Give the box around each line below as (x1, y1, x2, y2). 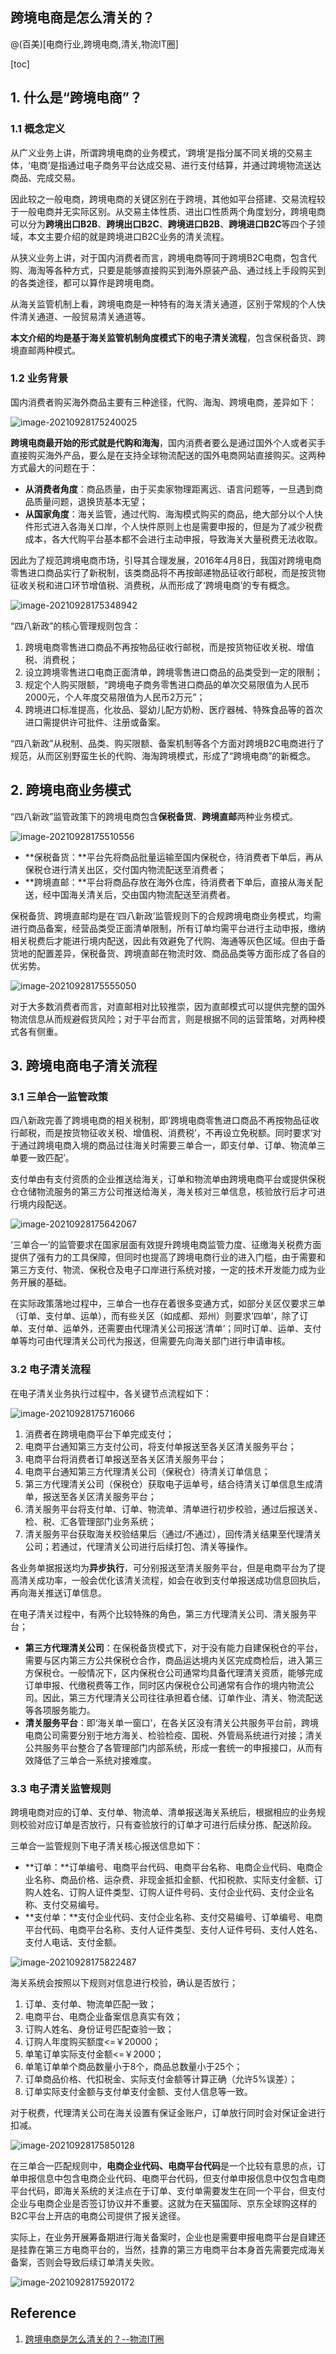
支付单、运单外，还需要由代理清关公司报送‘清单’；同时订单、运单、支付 (27, 1323, 322, 1335)
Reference (10, 2305, 77, 2322)
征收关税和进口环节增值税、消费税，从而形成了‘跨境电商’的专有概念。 (10, 579, 296, 591)
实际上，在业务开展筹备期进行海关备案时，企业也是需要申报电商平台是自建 (10, 2231, 317, 2243)
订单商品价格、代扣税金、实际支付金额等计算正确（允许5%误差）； (24, 2073, 298, 2085)
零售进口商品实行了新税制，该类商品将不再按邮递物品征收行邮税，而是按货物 (10, 566, 326, 578)
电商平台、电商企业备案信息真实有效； (24, 2010, 183, 2022)
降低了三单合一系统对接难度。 (33, 1754, 157, 1766)
